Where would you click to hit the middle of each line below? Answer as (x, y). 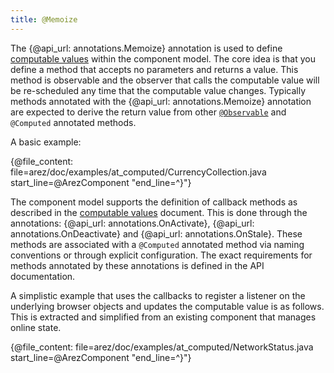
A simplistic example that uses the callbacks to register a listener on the (158, 295)
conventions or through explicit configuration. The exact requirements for (161, 255)
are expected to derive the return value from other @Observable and (148, 112)
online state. (36, 327)
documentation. (43, 276)
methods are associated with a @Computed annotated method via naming (157, 244)
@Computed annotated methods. (73, 122)
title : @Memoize (44, 19)
